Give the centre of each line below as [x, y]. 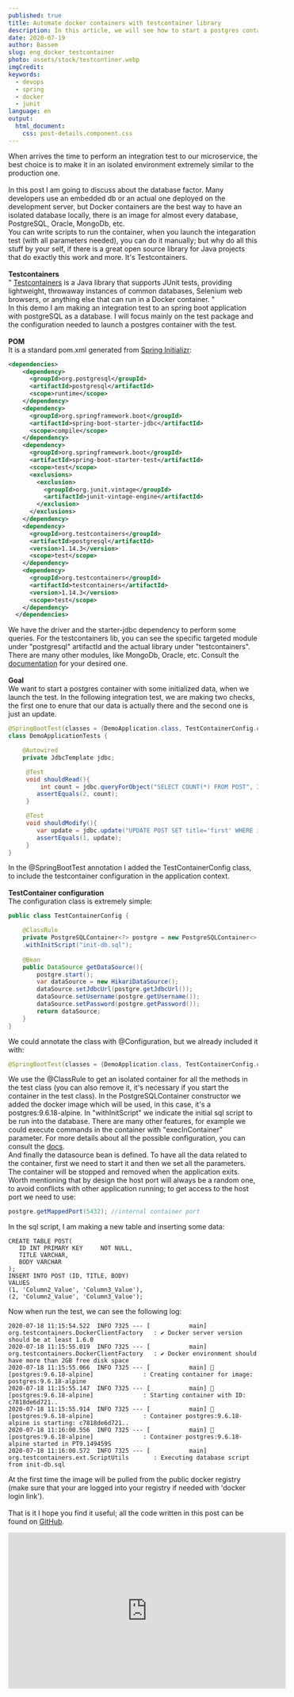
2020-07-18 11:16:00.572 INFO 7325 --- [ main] [108, 1451]
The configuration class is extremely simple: [80, 901]
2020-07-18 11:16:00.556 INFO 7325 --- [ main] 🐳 [111, 1430]
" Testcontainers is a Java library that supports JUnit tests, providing [120, 282]
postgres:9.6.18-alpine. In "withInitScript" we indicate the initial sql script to [131, 1113]
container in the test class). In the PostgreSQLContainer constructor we [125, 1096]
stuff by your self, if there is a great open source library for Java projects [127, 248]
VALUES [19, 1283]
